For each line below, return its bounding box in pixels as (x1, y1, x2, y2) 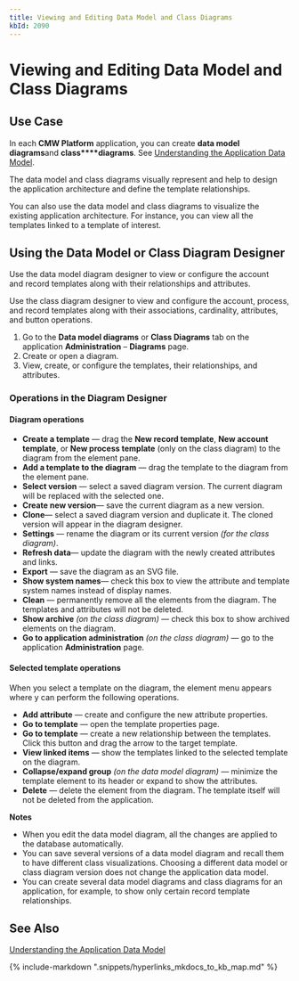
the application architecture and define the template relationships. (9, 184, 251, 194)
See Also (9, 921, 60, 936)
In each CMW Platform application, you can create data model (9, 137, 240, 148)
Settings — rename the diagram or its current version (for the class (21, 528, 270, 539)
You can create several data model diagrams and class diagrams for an (21, 876, 283, 887)
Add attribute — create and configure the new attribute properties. (21, 709, 269, 720)
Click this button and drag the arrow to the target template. (21, 737, 238, 748)
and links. (21, 557, 58, 568)
